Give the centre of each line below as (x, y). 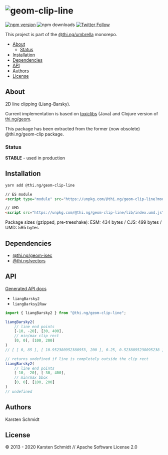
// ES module (19, 194)
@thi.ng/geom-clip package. (34, 134)
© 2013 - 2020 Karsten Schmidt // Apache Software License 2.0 (71, 447)
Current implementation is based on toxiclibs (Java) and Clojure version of (82, 113)
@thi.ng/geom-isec (32, 255)
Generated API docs (26, 288)
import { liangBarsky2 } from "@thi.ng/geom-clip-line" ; (66, 313)
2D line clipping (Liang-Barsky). (38, 104)
